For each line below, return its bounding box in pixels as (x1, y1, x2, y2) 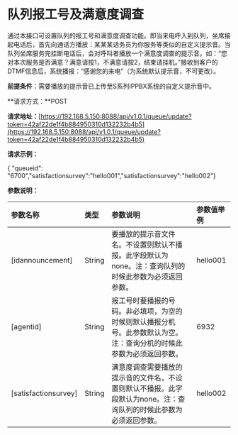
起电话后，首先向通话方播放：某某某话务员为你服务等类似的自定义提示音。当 (7, 40, 231, 48)
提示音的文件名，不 (111, 373, 176, 382)
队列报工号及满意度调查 (7, 6, 144, 23)
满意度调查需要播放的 (111, 362, 183, 372)
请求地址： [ (7, 111, 41, 121)
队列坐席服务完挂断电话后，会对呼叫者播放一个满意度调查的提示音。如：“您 (7, 49, 228, 57)
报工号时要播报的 (111, 295, 169, 305)
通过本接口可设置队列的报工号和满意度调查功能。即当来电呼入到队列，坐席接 (7, 31, 231, 40)
